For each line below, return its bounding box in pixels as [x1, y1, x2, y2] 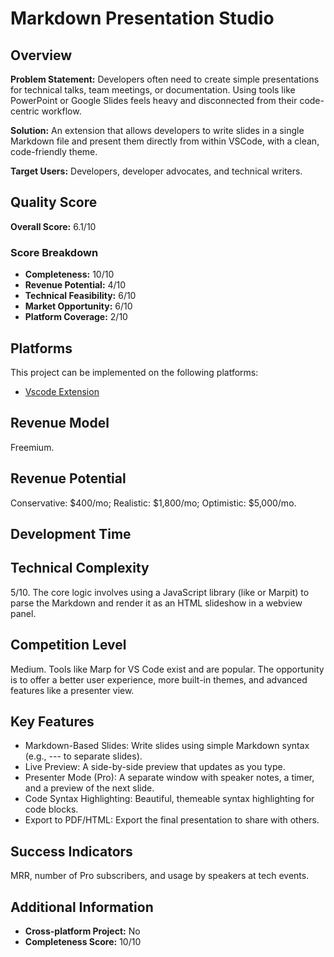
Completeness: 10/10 [24, 268, 115, 281]
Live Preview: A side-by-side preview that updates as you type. [24, 761, 286, 773]
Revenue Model [10, 415, 110, 432]
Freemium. [10, 441, 55, 453]
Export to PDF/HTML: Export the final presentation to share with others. [24, 814, 320, 826]
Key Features [10, 713, 95, 730]
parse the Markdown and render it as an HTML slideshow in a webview [10, 597, 303, 609]
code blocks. [24, 803, 79, 816]
